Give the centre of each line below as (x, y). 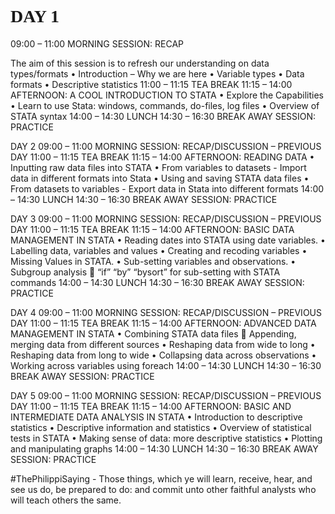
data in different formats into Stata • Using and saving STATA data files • (160, 178)
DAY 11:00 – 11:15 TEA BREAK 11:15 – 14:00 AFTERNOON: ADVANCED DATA (163, 323)
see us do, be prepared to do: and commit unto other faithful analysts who (163, 489)
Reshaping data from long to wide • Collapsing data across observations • (163, 355)
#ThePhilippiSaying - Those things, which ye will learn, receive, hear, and (161, 478)
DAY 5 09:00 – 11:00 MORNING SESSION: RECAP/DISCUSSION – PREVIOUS (166, 395)
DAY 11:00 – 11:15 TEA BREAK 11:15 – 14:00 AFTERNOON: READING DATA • (162, 157)
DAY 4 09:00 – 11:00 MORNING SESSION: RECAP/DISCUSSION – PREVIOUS (166, 312)
